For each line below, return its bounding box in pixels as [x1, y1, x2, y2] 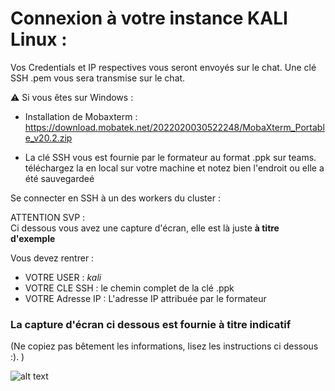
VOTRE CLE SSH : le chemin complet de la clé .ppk [24, 282, 235, 294]
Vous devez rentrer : [10, 252, 95, 264]
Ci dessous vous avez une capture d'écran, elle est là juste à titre [10, 222, 280, 234]
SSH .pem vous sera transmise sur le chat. [10, 72, 186, 84]
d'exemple [10, 232, 56, 244]
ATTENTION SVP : [10, 211, 86, 223]
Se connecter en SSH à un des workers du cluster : [10, 192, 221, 204]
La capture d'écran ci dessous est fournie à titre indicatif [10, 317, 292, 331]
